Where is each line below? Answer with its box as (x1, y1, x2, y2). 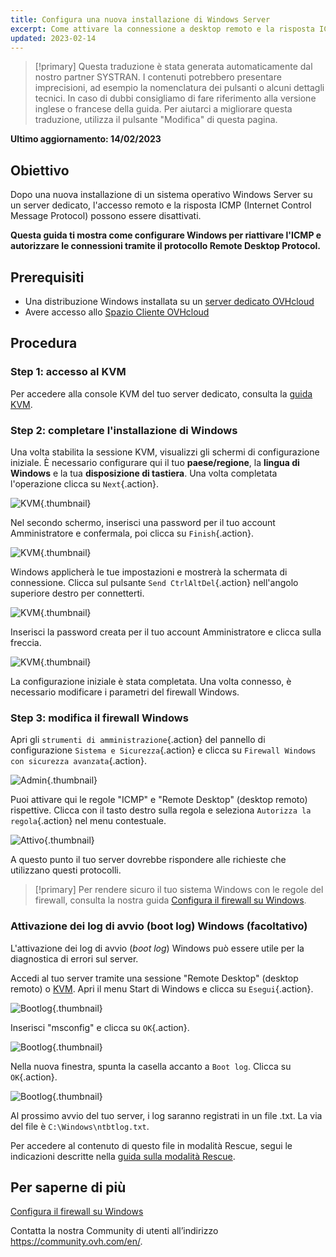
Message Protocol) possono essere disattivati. (10, 210, 202, 222)
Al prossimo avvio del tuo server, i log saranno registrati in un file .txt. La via (10, 1109, 323, 1121)
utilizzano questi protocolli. (10, 864, 122, 876)
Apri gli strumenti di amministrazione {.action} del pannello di (10, 734, 266, 746)
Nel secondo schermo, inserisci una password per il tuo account (10, 516, 276, 528)
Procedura (10, 335, 78, 352)
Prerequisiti (10, 269, 85, 286)
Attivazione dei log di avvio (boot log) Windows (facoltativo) (10, 919, 308, 933)
